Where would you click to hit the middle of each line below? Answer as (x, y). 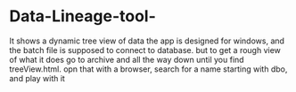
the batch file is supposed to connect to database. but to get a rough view (145, 50)
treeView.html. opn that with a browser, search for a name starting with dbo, (148, 69)
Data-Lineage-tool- (82, 16)
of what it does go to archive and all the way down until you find (127, 59)
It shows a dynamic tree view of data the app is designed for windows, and (147, 41)
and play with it (37, 78)
